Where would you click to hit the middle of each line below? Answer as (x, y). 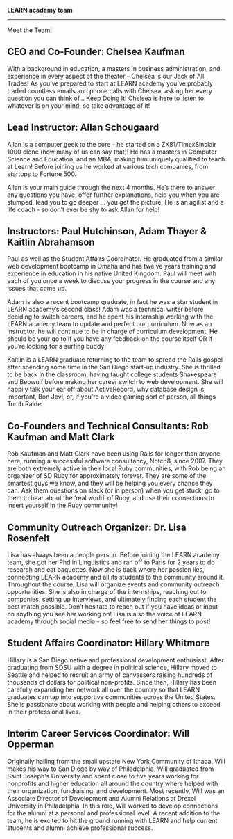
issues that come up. (37, 289)
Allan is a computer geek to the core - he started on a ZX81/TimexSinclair (112, 144)
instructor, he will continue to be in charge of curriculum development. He (113, 331)
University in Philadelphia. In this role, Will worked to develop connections (113, 806)
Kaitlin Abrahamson (51, 242)
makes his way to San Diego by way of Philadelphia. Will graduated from (111, 769)
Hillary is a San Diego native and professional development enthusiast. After (115, 660)
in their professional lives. (44, 712)
